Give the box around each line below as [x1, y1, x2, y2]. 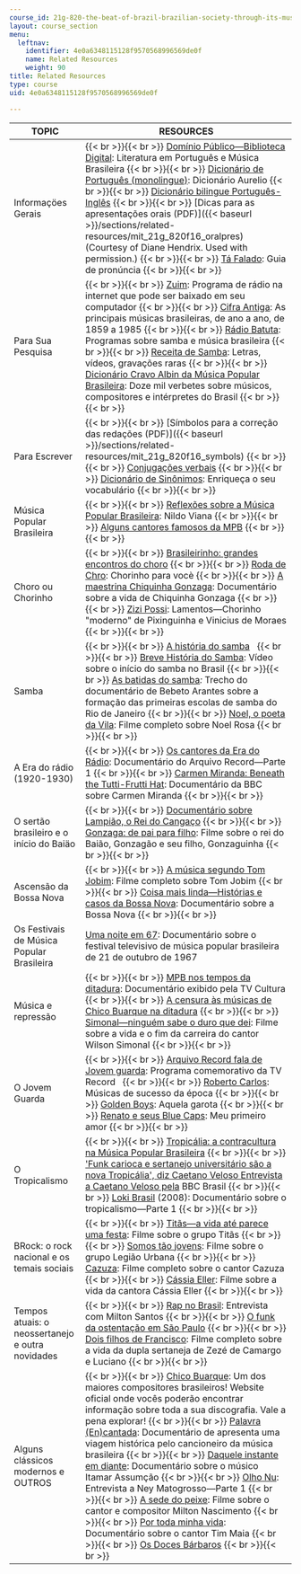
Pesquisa [13, 345, 53, 358]
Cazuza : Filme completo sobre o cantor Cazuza [84, 1261, 285, 1274]
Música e [13, 999, 53, 1012]
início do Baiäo [13, 837, 76, 850]
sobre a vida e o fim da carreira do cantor [84, 1027, 260, 1039]
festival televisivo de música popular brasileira [84, 940, 279, 952]
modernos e [13, 1465, 65, 1478]
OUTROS [13, 1476, 52, 1489]
